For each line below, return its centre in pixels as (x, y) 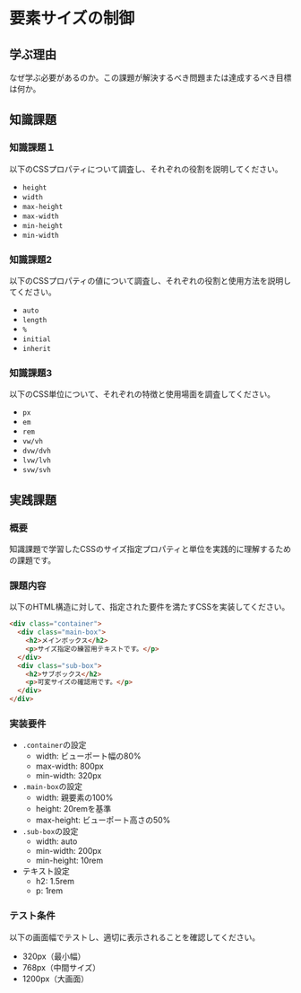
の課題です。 (33, 560)
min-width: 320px (69, 776)
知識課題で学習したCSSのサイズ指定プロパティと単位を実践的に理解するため (150, 549)
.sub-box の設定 (50, 831)
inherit (36, 348)
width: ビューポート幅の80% (88, 756)
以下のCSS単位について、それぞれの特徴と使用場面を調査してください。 (142, 394)
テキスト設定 (46, 871)
